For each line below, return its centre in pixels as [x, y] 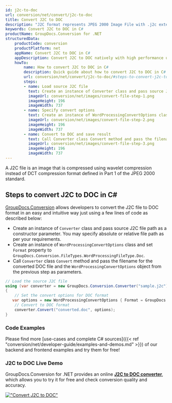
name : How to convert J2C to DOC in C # [66, 67]
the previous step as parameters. [48, 272]
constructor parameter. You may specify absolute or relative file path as [88, 234]
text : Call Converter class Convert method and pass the [90, 139]
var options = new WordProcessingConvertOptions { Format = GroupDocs [89, 300]
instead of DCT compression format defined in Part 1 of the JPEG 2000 [80, 173]
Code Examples [25, 328]
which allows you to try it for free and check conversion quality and [76, 380]
